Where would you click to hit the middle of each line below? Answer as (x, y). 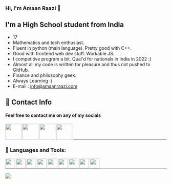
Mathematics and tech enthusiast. (48, 43)
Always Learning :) (33, 80)
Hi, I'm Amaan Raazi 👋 (33, 8)
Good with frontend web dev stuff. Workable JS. (63, 53)
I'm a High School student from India (65, 25)
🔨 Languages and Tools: (36, 150)
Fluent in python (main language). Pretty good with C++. (72, 48)
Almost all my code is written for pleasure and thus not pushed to (81, 64)
